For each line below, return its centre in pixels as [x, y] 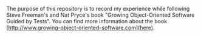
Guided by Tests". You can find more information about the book [87, 21]
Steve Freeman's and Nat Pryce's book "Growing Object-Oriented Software [101, 15]
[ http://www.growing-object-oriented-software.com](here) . [80, 27]
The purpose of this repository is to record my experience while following [98, 9]
